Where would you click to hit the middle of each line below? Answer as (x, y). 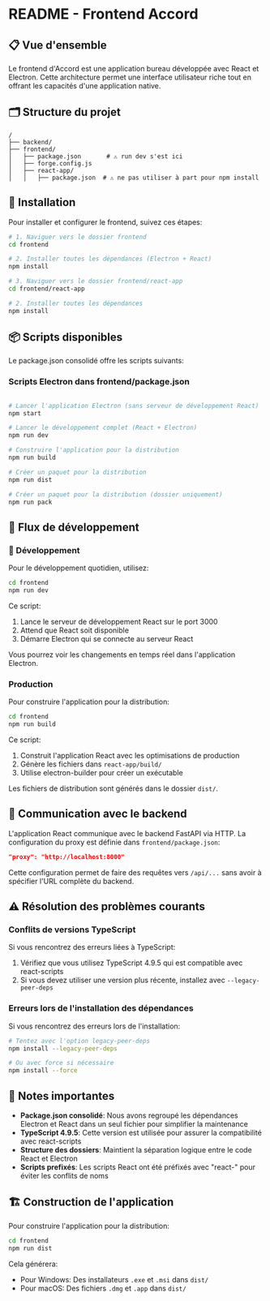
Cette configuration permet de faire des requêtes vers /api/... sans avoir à (135, 872)
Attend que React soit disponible (75, 630)
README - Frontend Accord (103, 14)
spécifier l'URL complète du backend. (71, 881)
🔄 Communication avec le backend (98, 814)
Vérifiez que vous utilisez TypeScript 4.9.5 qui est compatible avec (131, 963)
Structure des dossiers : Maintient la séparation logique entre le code (136, 1149)
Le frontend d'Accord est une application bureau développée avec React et (134, 69)
